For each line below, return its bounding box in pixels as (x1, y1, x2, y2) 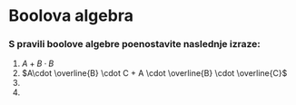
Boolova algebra (8, 5, 133, 26)
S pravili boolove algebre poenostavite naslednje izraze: (8, 38, 261, 51)
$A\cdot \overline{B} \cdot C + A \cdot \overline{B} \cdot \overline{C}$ (21, 68, 288, 79)
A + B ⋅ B (21, 58, 54, 69)
